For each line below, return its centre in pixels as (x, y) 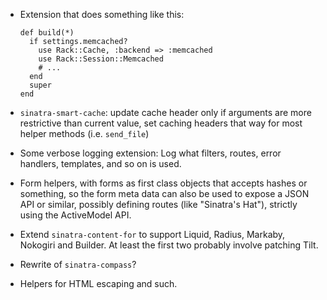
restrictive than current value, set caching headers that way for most (161, 123)
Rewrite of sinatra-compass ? (78, 264)
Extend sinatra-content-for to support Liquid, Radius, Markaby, (152, 234)
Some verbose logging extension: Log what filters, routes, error (150, 153)
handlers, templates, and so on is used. (100, 163)
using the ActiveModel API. (75, 215)
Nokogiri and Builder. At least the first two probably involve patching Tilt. (169, 245)
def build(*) (47, 33)
